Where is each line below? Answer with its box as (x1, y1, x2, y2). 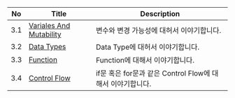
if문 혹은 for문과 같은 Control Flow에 (95, 69, 211, 78)
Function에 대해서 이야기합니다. (95, 55, 194, 65)
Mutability (29, 29, 62, 39)
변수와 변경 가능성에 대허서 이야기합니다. (95, 26, 222, 35)
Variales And (29, 21, 71, 30)
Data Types (29, 42, 66, 51)
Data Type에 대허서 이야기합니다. (95, 42, 200, 52)
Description (140, 9, 180, 18)
